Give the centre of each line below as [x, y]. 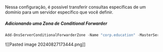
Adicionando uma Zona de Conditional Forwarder [56, 23]
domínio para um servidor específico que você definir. [59, 12]
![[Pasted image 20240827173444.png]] [45, 44]
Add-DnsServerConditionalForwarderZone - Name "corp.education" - [72, 35]
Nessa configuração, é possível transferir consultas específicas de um [76, 7]
